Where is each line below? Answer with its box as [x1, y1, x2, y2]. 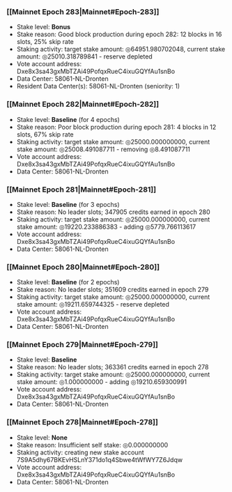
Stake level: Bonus [16, 23, 71, 31]
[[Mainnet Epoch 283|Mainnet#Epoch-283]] [6, 7, 160, 17]
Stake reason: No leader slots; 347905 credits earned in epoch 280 [16, 208, 210, 216]
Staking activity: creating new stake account [16, 448, 144, 456]
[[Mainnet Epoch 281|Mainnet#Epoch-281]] [6, 185, 157, 194]
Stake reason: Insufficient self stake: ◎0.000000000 [16, 440, 169, 449]
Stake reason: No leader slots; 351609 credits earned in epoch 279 [16, 286, 209, 294]
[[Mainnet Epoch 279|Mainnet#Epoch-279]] [6, 340, 158, 350]
